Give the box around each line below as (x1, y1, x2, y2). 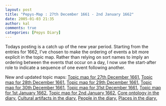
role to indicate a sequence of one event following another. (5, 65, 125, 71)
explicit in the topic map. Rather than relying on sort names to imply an (5, 54, 150, 60)
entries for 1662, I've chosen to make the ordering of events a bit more (5, 49, 149, 55)
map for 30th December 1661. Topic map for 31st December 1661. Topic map (5, 85, 161, 90)
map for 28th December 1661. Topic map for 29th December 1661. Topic (5, 79, 152, 85)
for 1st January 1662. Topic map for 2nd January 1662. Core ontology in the (5, 90, 160, 96)
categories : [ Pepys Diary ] (5, 30, 61, 35)
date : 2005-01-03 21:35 (5, 16, 55, 21)
